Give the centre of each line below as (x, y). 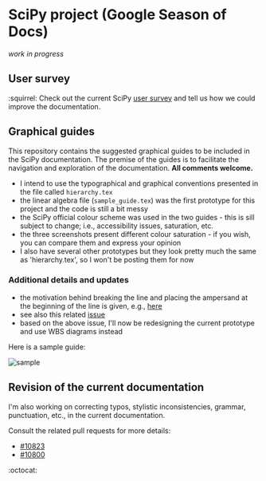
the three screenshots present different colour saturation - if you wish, (135, 234)
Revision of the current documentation (106, 387)
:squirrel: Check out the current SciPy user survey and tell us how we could (132, 98)
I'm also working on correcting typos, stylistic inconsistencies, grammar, (127, 406)
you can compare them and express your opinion (100, 242)
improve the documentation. (55, 106)
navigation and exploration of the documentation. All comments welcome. (131, 168)
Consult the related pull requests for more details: (90, 430)
